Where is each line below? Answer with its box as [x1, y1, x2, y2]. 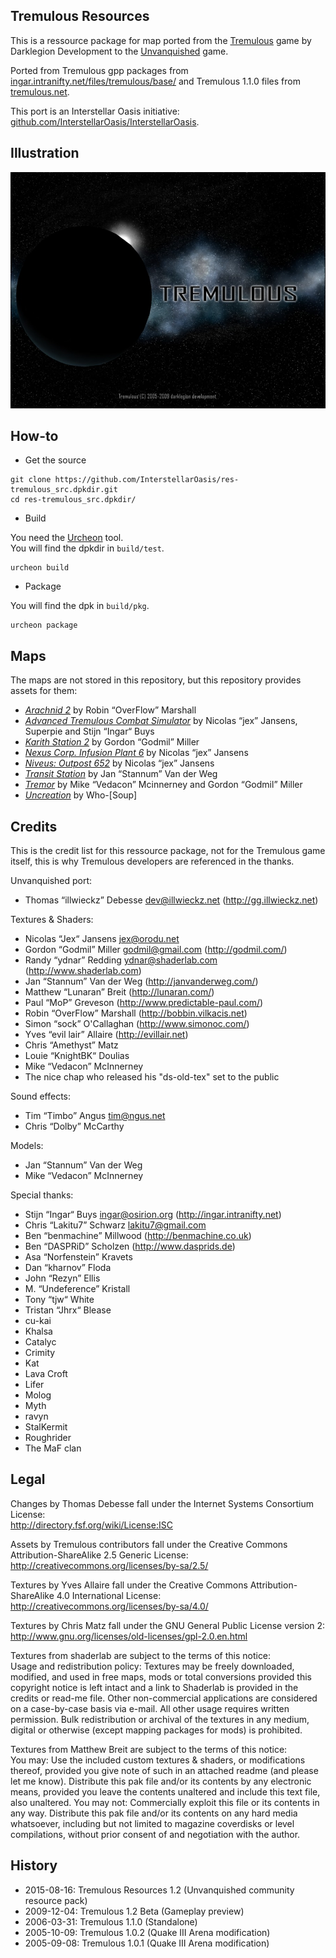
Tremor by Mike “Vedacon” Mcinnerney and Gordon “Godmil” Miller [24, 779, 303, 791]
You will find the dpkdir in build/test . [10, 542, 165, 554]
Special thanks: [10, 1189, 74, 1201]
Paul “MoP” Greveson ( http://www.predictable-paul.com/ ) [24, 997, 264, 1009]
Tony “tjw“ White [24, 1294, 95, 1306]
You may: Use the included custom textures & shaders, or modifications [10, 1754, 306, 1766]
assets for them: [10, 685, 78, 697]
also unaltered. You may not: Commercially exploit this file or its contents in [10, 1796, 320, 1808]
